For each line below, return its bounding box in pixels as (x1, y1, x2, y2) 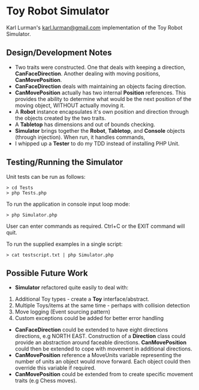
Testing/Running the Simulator (6, 157, 123, 167)
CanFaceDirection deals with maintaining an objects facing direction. (14, 83, 187, 90)
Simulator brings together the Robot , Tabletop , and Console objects (14, 127, 185, 134)
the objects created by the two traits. (14, 114, 106, 121)
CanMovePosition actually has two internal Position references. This (14, 89, 186, 96)
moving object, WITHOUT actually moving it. (14, 102, 125, 109)
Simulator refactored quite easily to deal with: (14, 284, 129, 291)
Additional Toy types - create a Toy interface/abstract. (14, 295, 150, 303)
